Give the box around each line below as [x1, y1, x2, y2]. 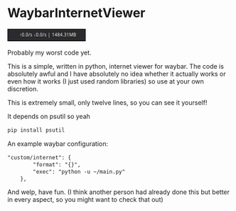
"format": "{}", [33, 161, 81, 168]
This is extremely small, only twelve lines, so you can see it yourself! [7, 98, 208, 107]
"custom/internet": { [7, 154, 72, 161]
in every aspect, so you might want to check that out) [7, 195, 163, 203]
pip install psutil [7, 126, 65, 134]
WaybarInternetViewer [7, 5, 146, 21]
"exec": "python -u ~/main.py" [33, 168, 126, 175]
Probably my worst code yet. [7, 48, 92, 57]
